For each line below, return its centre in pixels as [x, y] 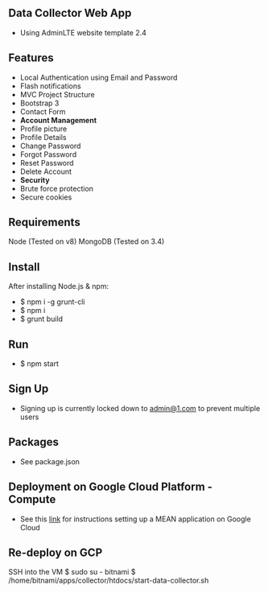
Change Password [50, 146]
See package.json [50, 461]
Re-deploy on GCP [56, 552]
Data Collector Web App [70, 13]
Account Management [58, 120]
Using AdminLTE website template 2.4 [83, 32]
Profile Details [43, 137]
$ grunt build [41, 319]
